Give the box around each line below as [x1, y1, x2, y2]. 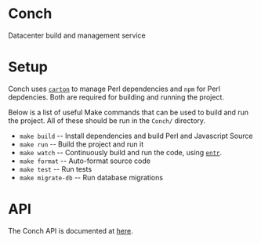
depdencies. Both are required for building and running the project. [8, 92, 225, 102]
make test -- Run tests [19, 164, 92, 173]
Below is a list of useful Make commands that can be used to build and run [8, 107, 249, 117]
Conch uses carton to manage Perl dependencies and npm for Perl [8, 84, 221, 93]
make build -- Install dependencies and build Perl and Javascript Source [19, 131, 253, 140]
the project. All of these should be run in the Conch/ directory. [8, 115, 206, 125]
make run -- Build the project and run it [19, 139, 143, 149]
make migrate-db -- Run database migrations [19, 172, 163, 182]
